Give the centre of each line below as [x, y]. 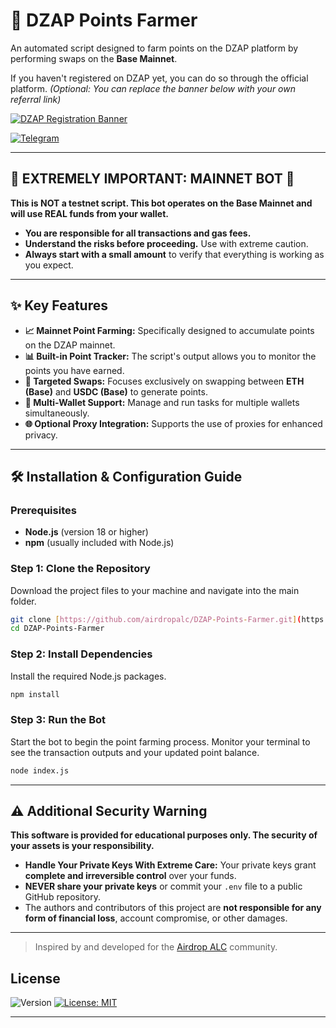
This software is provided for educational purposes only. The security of [164, 835]
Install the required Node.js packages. [88, 676]
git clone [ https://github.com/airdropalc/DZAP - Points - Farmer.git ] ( [156, 619]
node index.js [40, 770]
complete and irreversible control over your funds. [130, 876]
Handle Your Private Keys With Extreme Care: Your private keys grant [170, 865]
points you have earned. [74, 370]
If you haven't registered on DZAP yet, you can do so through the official [159, 78]
